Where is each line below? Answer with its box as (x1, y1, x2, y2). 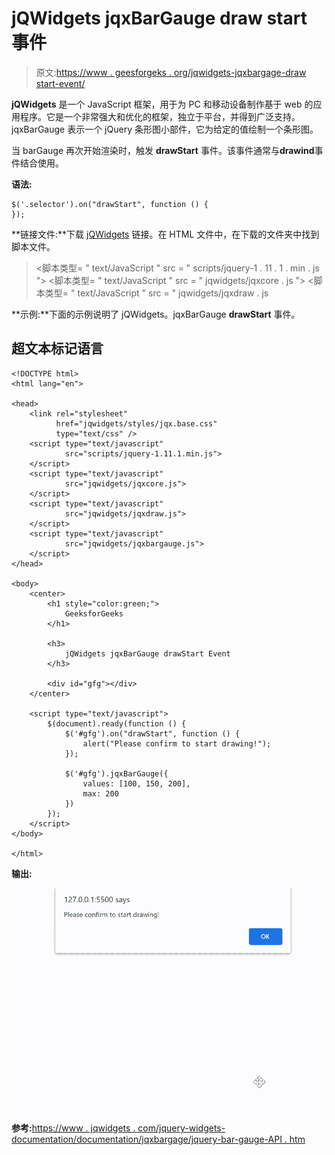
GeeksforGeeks (64, 608, 124, 619)
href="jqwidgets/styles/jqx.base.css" (55, 418, 218, 429)
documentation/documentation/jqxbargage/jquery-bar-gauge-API (11, 1133, 283, 1145)
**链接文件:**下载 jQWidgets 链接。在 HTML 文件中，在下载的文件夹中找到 (11, 228, 320, 240)
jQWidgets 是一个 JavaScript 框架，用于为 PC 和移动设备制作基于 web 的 (11, 98, 314, 110)
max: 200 (82, 788, 119, 799)
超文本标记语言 (11, 340, 104, 357)
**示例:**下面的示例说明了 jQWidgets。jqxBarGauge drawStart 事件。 (11, 308, 301, 320)
